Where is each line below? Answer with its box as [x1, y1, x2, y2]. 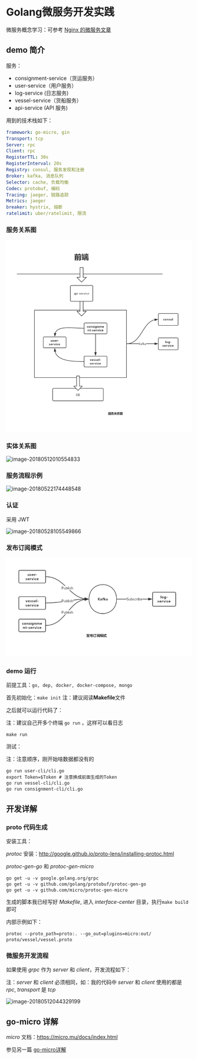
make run [6, 732, 28, 738]
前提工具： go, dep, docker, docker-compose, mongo [6, 682, 133, 689]
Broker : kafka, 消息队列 [6, 173, 64, 179]
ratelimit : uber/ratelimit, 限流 [6, 211, 87, 217]
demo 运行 [6, 667, 37, 675]
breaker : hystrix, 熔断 [6, 204, 63, 210]
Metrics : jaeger [6, 198, 46, 204]
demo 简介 [6, 45, 45, 55]
